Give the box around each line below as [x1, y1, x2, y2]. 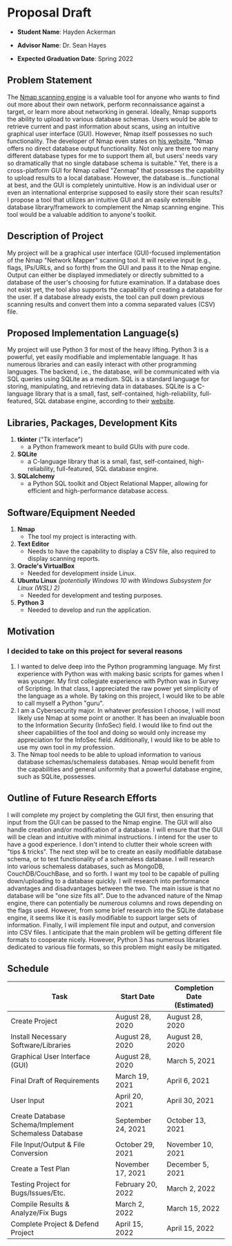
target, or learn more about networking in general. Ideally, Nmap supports [7, 107, 217, 115]
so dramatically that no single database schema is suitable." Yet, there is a [7, 159, 218, 167]
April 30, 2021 [166, 1096, 215, 1106]
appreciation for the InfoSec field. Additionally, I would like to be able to [17, 736, 220, 744]
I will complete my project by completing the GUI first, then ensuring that [7, 810, 214, 819]
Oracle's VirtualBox [17, 562, 75, 570]
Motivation [7, 626, 55, 638]
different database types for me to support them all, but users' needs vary [7, 151, 218, 160]
